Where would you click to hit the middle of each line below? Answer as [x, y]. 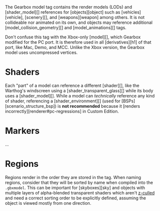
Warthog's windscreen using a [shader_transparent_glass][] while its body [79, 90]
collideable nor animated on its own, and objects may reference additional [79, 22]
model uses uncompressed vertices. [41, 52]
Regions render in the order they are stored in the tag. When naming [73, 177]
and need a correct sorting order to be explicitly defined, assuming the [76, 198]
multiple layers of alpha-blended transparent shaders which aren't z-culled [80, 193]
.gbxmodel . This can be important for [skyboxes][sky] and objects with [75, 187]
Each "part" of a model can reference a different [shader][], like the [72, 85]
